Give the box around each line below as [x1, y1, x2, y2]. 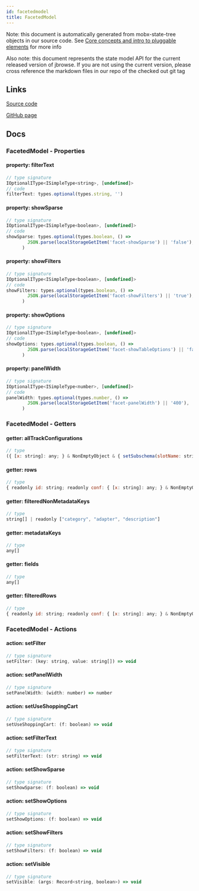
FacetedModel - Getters [6, 420, 76, 428]
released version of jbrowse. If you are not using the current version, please [6, 61, 191, 68]
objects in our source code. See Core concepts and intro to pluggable [6, 37, 176, 44]
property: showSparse [6, 204, 63, 211]
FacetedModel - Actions [6, 625, 77, 633]
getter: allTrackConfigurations [6, 434, 83, 441]
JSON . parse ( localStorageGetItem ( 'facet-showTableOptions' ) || [27, 346, 184, 352]
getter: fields [6, 561, 39, 568]
